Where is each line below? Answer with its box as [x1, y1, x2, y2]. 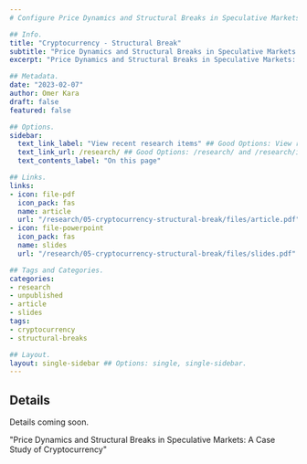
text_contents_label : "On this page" [17, 156, 162, 165]
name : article [17, 206, 71, 216]
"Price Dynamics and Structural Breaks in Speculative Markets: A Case [9, 435, 276, 446]
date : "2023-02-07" [9, 80, 84, 90]
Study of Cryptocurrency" [9, 444, 108, 455]
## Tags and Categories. [9, 266, 104, 275]
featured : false [9, 106, 71, 115]
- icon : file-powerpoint [9, 224, 104, 233]
